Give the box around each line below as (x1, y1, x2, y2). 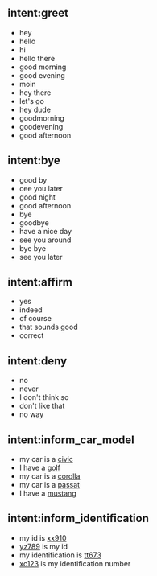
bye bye (19, 243, 46, 253)
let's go (19, 96, 45, 105)
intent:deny (7, 354, 68, 368)
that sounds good (19, 322, 78, 332)
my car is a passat (19, 480, 81, 490)
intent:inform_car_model (7, 433, 134, 446)
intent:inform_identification (7, 512, 150, 525)
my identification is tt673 (19, 550, 102, 560)
